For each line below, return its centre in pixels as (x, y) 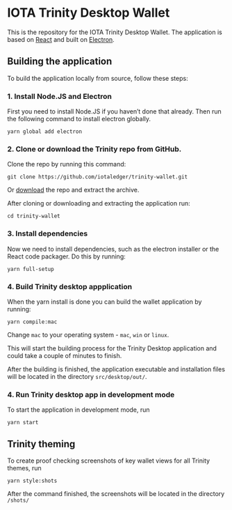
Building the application (60, 62)
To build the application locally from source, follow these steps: (98, 78)
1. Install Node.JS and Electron (60, 96)
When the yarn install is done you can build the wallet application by (105, 302)
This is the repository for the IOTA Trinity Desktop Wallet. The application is (115, 32)
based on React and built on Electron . (61, 39)
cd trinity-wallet (34, 216)
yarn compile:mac (32, 322)
